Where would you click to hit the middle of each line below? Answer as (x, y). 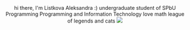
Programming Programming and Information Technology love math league (95, 14)
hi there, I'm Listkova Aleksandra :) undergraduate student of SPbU (95, 8)
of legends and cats (91, 21)
